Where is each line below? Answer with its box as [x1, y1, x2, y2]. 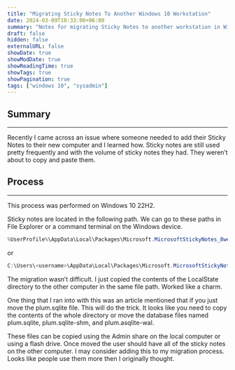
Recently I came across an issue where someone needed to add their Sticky [7, 133, 226, 142]
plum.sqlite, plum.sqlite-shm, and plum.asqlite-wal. [7, 318, 155, 326]
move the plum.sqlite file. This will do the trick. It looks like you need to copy [7, 303, 227, 312]
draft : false [7, 29, 45, 37]
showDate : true [7, 50, 52, 57]
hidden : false [7, 37, 49, 44]
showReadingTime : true [7, 62, 73, 70]
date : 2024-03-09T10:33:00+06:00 [7, 17, 105, 24]
